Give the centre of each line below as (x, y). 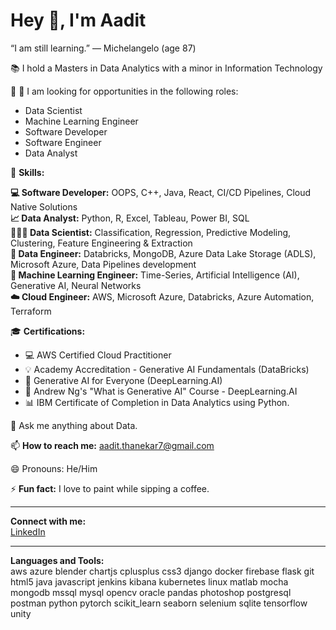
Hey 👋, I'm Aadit (78, 20)
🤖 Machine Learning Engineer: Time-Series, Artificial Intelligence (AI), (155, 275)
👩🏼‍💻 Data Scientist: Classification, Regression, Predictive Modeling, (151, 232)
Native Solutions (44, 206)
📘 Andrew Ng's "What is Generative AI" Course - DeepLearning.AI (161, 391)
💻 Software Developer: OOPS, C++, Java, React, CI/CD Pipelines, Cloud (161, 192)
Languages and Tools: (57, 560)
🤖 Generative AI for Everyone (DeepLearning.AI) (123, 380)
